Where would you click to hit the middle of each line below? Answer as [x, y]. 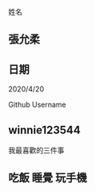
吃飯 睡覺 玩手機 [47, 178]
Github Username [37, 105]
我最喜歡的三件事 [36, 150]
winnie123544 [45, 130]
